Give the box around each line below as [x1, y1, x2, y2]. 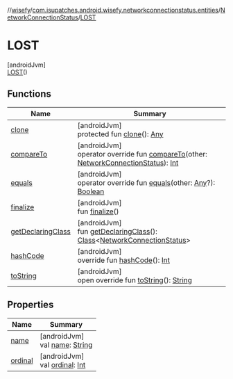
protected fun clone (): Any [77, 129, 164, 138]
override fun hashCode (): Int [77, 255, 171, 265]
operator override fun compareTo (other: [77, 149, 208, 159]
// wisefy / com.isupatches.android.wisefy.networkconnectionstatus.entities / [7, 6, 221, 14]
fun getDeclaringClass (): [77, 226, 157, 236]
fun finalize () [77, 207, 119, 216]
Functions [7, 88, 52, 100]
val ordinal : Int [40, 360, 86, 369]
